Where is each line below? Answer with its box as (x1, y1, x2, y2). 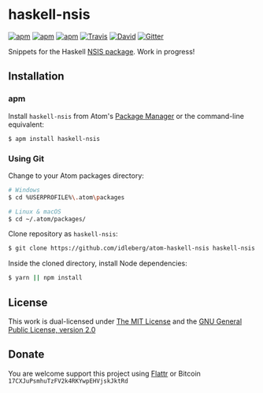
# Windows (8, 186, 41, 194)
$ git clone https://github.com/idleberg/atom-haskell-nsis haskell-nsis (8, 244, 256, 253)
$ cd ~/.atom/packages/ (8, 215, 87, 223)
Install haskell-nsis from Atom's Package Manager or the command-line (8, 111, 244, 120)
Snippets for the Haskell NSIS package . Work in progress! (8, 46, 195, 56)
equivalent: (8, 120, 45, 129)
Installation (8, 69, 65, 83)
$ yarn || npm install (8, 274, 83, 282)
